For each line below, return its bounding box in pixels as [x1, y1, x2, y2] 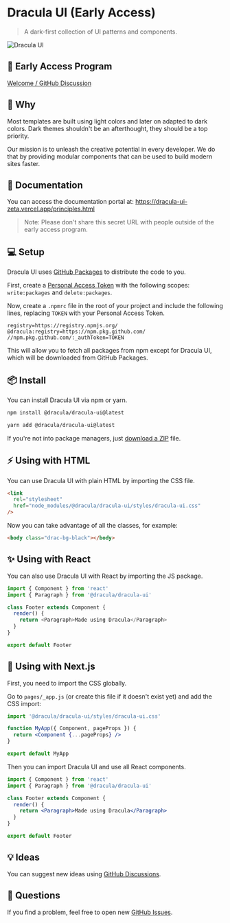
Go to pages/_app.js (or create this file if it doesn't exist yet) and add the [7, 692, 213, 701]
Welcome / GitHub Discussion [7, 79, 91, 87]
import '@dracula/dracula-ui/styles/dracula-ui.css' [7, 712, 161, 720]
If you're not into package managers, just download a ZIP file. [7, 434, 181, 442]
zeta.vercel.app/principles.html [7, 205, 95, 213]
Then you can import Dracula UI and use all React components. [7, 762, 187, 771]
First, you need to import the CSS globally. [7, 679, 127, 687]
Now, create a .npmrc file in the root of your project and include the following [7, 302, 223, 310]
